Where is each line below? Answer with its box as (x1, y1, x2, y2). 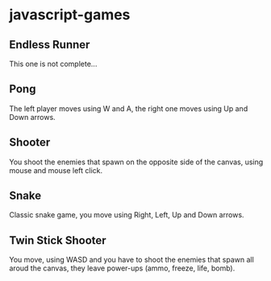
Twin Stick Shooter (9, 233, 107, 247)
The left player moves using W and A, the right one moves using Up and (9, 103, 248, 114)
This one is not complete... (9, 59, 98, 68)
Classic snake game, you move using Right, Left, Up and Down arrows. (9, 210, 244, 220)
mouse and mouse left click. (9, 165, 103, 175)
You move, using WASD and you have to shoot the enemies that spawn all (9, 255, 255, 265)
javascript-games (9, 6, 131, 24)
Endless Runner (9, 38, 90, 52)
